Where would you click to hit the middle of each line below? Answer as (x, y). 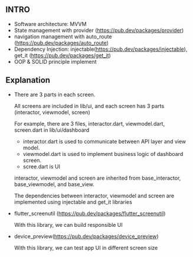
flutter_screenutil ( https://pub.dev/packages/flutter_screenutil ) (90, 213)
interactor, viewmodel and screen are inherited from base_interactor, (97, 178)
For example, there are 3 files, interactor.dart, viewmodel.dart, (89, 123)
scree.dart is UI (41, 166)
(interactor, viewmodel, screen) (52, 112)
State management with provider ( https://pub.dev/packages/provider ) (99, 30)
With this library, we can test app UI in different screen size (86, 248)
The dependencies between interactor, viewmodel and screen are (94, 196)
